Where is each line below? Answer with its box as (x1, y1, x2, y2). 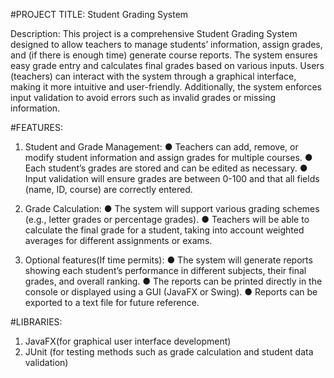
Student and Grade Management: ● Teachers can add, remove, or (24, 141, 299, 153)
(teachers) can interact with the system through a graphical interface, (10, 70, 297, 82)
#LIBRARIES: (10, 316, 63, 328)
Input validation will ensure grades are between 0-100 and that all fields (24, 173, 320, 184)
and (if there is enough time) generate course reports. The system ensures (10, 49, 318, 61)
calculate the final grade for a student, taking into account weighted (24, 224, 305, 236)
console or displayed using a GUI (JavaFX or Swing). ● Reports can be (24, 286, 318, 298)
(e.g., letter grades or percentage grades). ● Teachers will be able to (24, 214, 310, 225)
